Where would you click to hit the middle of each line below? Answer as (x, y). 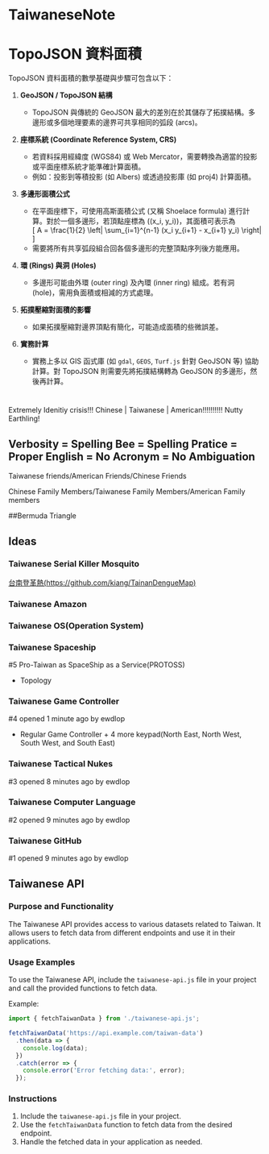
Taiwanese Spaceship (52, 647)
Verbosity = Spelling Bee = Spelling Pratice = (123, 444)
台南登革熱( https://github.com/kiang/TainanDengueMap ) (102, 583)
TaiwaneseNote (62, 15)
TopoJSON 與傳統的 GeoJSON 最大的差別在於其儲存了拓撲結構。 (140, 112)
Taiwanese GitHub (45, 841)
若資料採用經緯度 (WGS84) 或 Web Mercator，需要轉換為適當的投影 (145, 157)
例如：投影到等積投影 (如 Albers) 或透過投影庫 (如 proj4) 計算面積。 (144, 177)
